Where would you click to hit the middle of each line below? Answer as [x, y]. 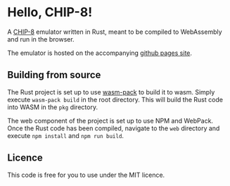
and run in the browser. [41, 39]
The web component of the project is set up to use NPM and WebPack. [110, 120]
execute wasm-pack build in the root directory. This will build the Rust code [115, 99]
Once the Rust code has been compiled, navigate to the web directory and [114, 128]
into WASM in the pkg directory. [53, 107]
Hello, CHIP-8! [50, 12]
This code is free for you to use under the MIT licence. [86, 175]
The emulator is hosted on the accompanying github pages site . [100, 53]
